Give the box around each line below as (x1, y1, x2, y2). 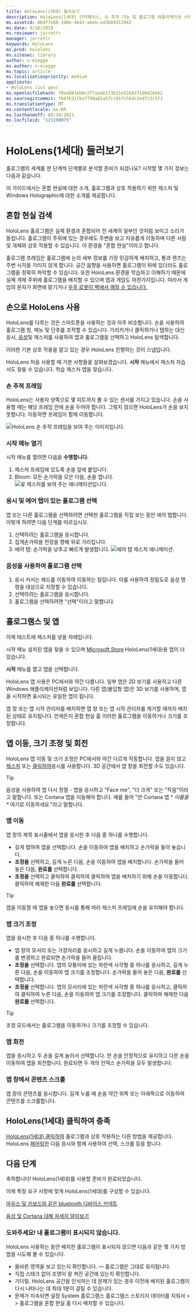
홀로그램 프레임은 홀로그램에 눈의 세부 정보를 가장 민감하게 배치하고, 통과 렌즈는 (6, 254, 187, 261)
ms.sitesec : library (6, 52, 57, 58)
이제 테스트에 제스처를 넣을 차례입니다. (6, 633, 93, 640)
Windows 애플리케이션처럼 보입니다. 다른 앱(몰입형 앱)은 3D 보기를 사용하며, (6, 685, 181, 692)
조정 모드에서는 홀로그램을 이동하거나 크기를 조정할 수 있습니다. (6, 1022, 150, 1029)
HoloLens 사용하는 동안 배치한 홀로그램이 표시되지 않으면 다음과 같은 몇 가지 (6, 1243, 180, 1250)
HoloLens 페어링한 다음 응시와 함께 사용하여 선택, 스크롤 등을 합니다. (6, 1140, 162, 1147)
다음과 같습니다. (6, 172, 43, 179)
